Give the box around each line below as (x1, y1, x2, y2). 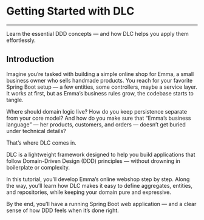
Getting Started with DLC (6, 4, 135, 18)
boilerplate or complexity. (6, 163, 70, 171)
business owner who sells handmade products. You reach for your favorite (6, 77, 193, 84)
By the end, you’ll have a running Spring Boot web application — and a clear (6, 200, 197, 207)
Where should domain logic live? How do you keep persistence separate (6, 108, 187, 115)
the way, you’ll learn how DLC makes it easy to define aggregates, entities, (6, 182, 193, 189)
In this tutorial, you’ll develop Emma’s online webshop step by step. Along (6, 175, 190, 183)
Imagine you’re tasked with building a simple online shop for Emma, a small (6, 70, 194, 77)
